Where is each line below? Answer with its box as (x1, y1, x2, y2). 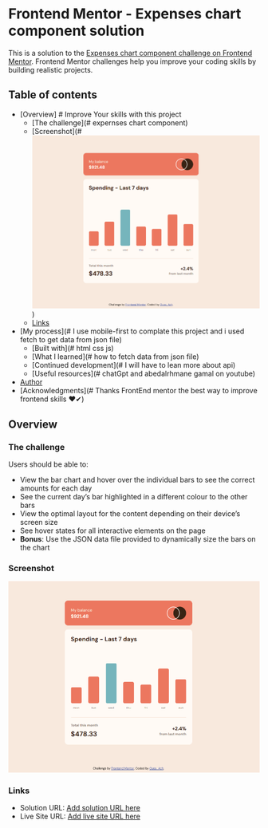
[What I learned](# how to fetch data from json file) (31, 352, 199, 361)
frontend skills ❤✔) (19, 394, 85, 404)
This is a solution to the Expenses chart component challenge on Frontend (8, 48, 253, 57)
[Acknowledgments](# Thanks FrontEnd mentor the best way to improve (19, 386, 258, 396)
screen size (19, 517, 58, 526)
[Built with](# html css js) (31, 344, 114, 353)
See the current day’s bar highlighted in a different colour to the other (19, 491, 248, 501)
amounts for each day (19, 483, 93, 493)
